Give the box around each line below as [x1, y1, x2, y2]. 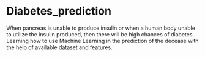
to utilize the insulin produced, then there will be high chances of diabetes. [6, 30, 195, 38]
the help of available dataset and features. [6, 44, 113, 51]
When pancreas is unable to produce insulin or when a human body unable [6, 24, 196, 32]
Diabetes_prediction [6, 4, 112, 18]
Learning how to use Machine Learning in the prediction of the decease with [6, 37, 199, 44]
